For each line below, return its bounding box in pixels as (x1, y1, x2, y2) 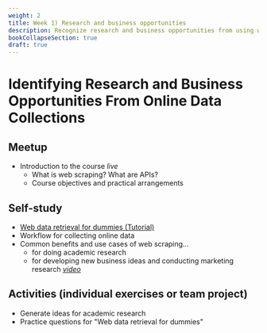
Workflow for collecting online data (19, 231, 135, 240)
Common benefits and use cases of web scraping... (19, 239, 189, 248)
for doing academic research (31, 247, 127, 257)
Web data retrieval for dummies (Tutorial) (19, 222, 155, 232)
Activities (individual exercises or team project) (8, 287, 248, 301)
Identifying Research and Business (8, 75, 244, 94)
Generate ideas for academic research (19, 308, 146, 318)
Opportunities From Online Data (8, 92, 222, 110)
